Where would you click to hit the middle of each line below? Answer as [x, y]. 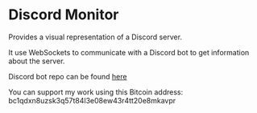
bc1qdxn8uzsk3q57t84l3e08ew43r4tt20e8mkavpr [92, 100]
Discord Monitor [64, 15]
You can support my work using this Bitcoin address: [96, 92]
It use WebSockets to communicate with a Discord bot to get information [129, 52]
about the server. [37, 61]
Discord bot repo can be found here [68, 76]
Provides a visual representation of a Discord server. [95, 37]
